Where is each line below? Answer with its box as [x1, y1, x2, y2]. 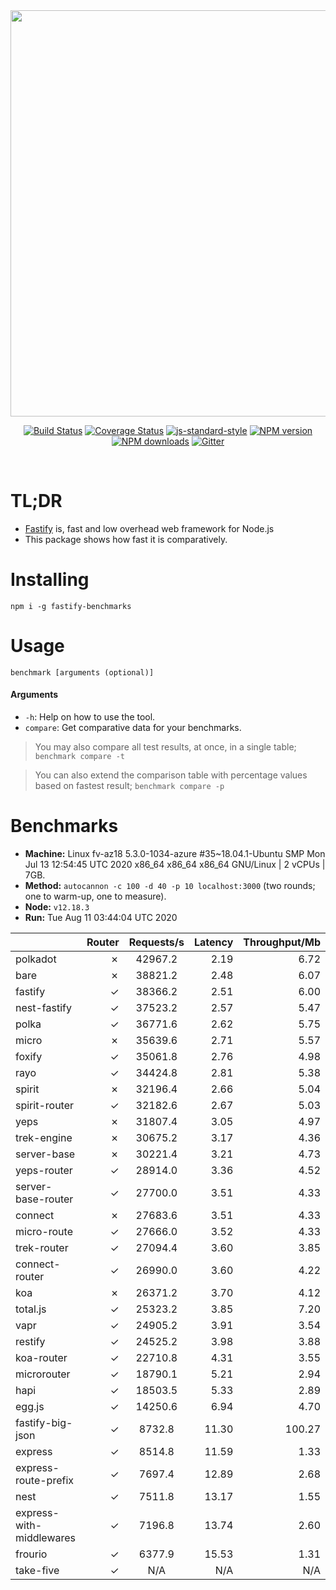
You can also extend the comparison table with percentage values [34, 769, 308, 781]
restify [15, 1334, 46, 1348]
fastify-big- [15, 1415, 73, 1429]
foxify [15, 1049, 43, 1063]
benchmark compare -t [34, 752, 125, 762]
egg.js [15, 1399, 45, 1413]
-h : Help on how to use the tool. [24, 711, 156, 723]
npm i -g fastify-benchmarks [10, 601, 132, 611]
